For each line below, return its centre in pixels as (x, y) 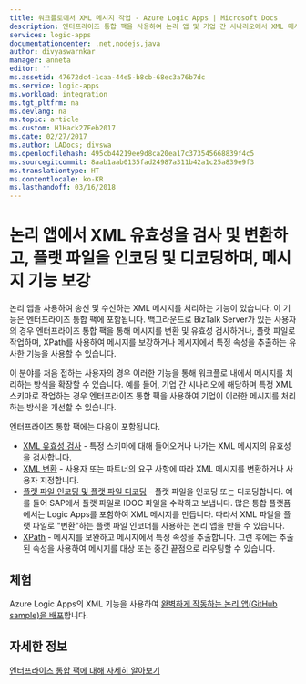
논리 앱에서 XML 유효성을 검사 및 (125, 236)
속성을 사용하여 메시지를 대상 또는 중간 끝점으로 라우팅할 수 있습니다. (154, 549)
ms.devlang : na (38, 111)
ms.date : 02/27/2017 (49, 137)
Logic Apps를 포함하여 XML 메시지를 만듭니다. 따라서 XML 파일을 (164, 514)
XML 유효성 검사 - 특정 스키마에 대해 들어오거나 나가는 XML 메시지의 (144, 446)
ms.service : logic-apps (55, 86)
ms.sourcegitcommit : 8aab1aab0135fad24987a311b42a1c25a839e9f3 (132, 162)
